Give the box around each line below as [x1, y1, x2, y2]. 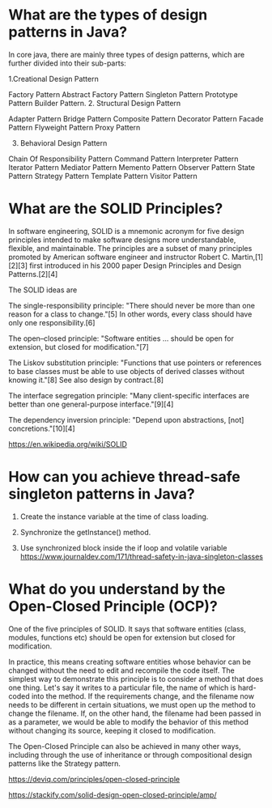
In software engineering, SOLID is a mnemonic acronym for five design [8, 226, 244, 236]
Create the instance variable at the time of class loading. [19, 512, 209, 521]
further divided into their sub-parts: [8, 58, 127, 68]
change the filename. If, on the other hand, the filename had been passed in [8, 708, 261, 718]
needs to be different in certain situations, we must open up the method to [8, 700, 257, 709]
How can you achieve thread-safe [8, 468, 240, 487]
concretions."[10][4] [8, 423, 75, 433]
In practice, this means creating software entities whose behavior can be [8, 657, 252, 666]
